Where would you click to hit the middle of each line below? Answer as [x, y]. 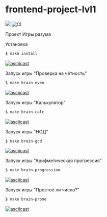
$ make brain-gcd [24, 141]
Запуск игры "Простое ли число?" [43, 190]
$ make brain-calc [25, 112]
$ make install [21, 53]
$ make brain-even [25, 83]
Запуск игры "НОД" [27, 131]
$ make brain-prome [26, 199]
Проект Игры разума [28, 34]
